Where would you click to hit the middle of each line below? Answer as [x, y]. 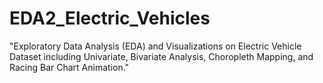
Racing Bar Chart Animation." [69, 67]
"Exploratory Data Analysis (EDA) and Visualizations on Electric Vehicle [155, 46]
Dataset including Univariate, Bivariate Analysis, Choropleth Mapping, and [161, 56]
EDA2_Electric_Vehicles [110, 18]
